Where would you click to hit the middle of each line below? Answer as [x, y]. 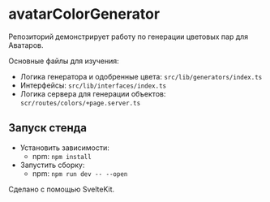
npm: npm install [62, 156]
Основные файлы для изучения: [64, 61]
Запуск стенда [48, 128]
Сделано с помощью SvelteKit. [62, 189]
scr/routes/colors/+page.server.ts [80, 103]
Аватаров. [26, 45]
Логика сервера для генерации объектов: [93, 93]
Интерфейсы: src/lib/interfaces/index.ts [93, 85]
